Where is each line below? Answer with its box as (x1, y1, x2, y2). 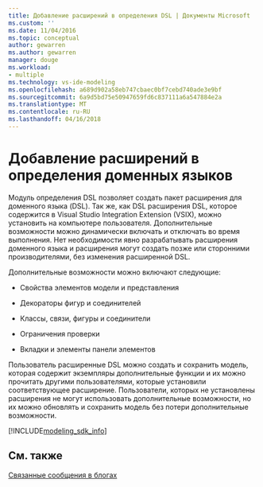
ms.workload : (8, 64, 52, 72)
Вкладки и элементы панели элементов (19, 344, 157, 354)
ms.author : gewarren (8, 49, 77, 56)
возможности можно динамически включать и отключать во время (8, 226, 241, 236)
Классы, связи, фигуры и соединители (19, 314, 151, 323)
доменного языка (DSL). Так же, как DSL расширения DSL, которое (8, 201, 238, 211)
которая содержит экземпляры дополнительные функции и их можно (8, 368, 246, 378)
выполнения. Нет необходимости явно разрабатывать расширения (8, 235, 238, 244)
